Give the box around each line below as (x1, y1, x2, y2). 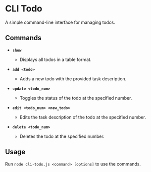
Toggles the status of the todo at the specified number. (19, 95, 132, 101)
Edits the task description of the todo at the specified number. (19, 114, 146, 120)
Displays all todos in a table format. (19, 57, 92, 62)
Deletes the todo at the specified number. (19, 133, 105, 139)
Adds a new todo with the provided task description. (19, 75, 127, 82)
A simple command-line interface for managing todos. (5, 19, 115, 25)
